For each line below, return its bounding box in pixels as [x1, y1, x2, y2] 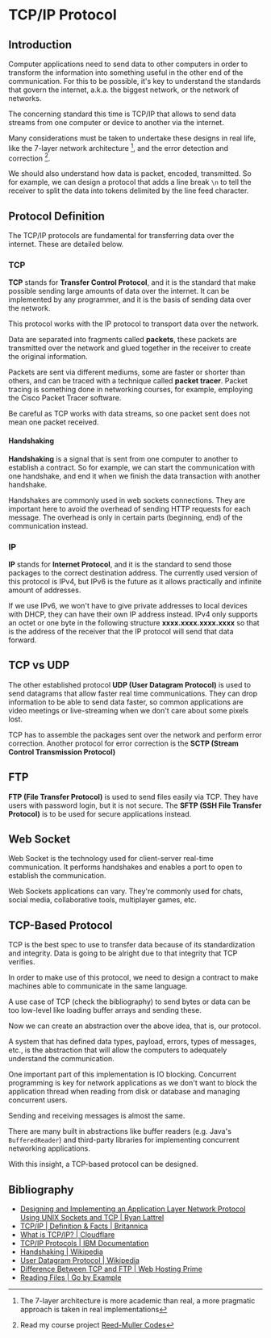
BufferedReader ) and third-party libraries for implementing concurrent [8, 1135, 240, 1145]
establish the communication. [8, 871, 106, 880]
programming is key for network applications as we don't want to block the [8, 1078, 257, 1088]
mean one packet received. [8, 417, 99, 427]
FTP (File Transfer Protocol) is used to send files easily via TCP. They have [8, 792, 259, 801]
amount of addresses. [8, 585, 81, 595]
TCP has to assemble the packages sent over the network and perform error [8, 730, 262, 739]
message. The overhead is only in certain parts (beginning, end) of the [8, 512, 244, 522]
